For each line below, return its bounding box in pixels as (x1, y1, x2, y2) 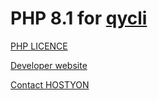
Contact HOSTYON (10, 78, 90, 91)
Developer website (10, 59, 88, 71)
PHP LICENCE (10, 40, 68, 52)
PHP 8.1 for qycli (10, 7, 148, 30)
